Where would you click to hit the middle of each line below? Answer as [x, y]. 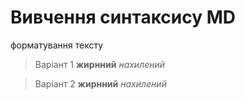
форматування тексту [57, 45]
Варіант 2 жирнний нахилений [100, 83]
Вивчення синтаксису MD [123, 17]
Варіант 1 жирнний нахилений [100, 64]
